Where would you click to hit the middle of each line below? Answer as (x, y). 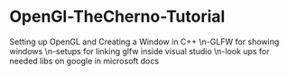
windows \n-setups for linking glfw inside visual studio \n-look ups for (139, 51)
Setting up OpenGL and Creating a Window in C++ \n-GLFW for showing (144, 42)
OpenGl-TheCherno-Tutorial (117, 17)
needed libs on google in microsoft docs (84, 61)
